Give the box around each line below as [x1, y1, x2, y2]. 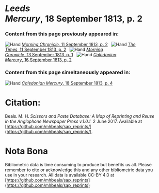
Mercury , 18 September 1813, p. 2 [5, 13, 143, 24]
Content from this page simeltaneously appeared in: [5, 69, 131, 76]
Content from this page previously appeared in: [5, 31, 119, 37]
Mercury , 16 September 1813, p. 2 [5, 57, 72, 63]
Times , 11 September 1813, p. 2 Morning [5, 47, 103, 52]
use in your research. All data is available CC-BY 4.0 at [5, 172, 114, 177]
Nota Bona [5, 145, 48, 157]
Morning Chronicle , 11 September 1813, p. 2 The [21, 42, 136, 48]
